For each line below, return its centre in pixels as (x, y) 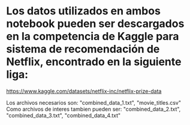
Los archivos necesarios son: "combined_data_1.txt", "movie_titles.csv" (94, 102)
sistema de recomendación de (83, 49)
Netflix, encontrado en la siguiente (94, 62)
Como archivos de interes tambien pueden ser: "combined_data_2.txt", (94, 109)
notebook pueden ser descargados (95, 24)
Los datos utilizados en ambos (83, 11)
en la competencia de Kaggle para (93, 36)
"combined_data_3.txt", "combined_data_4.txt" (64, 115)
